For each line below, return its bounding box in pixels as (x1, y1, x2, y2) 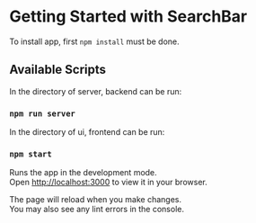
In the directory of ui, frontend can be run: (9, 127, 165, 138)
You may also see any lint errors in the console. (9, 204, 184, 215)
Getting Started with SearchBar (9, 6, 248, 27)
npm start (9, 148, 52, 159)
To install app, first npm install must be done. (9, 36, 180, 47)
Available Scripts (9, 62, 106, 77)
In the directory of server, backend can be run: (9, 85, 182, 96)
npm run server (9, 108, 76, 119)
